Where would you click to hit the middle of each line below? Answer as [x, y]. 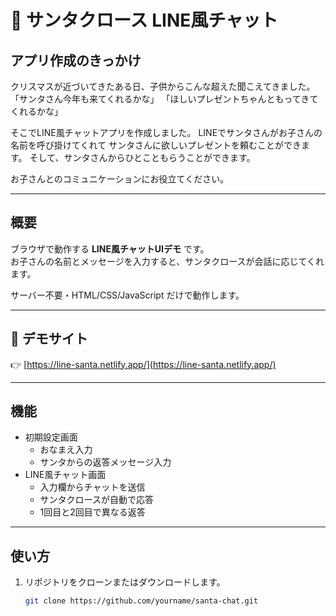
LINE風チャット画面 [65, 475]
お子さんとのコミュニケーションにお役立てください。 [120, 179]
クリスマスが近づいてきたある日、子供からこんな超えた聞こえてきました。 [163, 86]
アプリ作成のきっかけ [76, 60]
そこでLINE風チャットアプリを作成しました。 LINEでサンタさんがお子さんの [166, 132]
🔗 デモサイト [49, 339]
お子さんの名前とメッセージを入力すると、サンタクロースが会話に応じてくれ [167, 261]
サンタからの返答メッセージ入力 [105, 462]
